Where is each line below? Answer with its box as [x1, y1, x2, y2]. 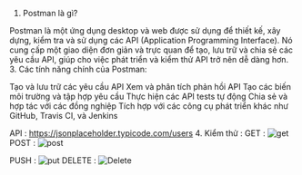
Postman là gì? [22, 8, 78, 18]
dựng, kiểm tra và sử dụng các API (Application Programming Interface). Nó [9, 35, 293, 45]
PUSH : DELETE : [9, 155, 97, 166]
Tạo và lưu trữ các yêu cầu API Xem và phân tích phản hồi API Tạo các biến [9, 82, 291, 92]
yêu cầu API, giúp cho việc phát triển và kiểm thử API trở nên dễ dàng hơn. [9, 54, 289, 64]
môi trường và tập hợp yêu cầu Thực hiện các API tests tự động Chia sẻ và [9, 91, 288, 102]
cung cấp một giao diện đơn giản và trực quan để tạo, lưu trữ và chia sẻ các [9, 44, 294, 55]
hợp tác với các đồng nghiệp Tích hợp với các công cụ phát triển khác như [9, 101, 289, 112]
